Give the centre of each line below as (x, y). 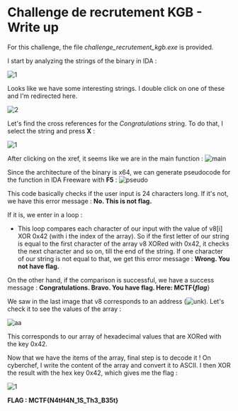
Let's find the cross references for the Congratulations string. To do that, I (115, 123)
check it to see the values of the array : (64, 309)
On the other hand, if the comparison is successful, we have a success (111, 280)
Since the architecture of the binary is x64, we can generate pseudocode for (119, 172)
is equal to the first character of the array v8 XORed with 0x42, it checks (123, 243)
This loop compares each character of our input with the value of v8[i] (120, 229)
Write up (33, 27)
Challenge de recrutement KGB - (105, 12)
